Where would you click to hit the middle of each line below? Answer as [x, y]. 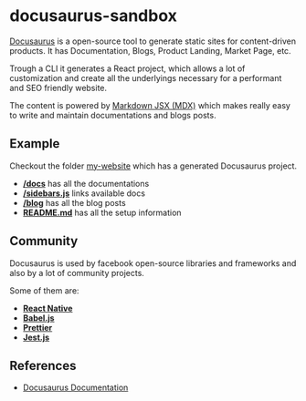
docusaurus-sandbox [94, 16]
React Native [47, 308]
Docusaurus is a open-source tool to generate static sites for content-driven [153, 41]
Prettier [37, 327]
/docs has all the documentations [86, 183]
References [43, 365]
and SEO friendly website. [58, 87]
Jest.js [36, 337]
